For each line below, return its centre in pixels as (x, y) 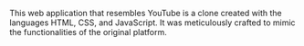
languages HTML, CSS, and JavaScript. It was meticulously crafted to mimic (152, 23)
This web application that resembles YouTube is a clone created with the (146, 13)
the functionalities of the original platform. (88, 32)
